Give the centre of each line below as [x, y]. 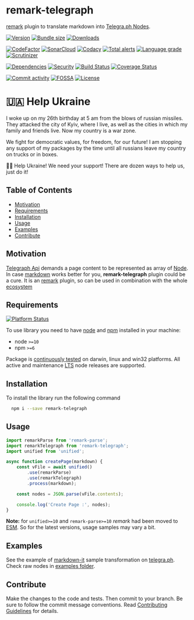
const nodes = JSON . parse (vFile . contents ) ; [70, 494]
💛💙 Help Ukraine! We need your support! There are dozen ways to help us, [96, 166]
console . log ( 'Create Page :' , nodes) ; [64, 504]
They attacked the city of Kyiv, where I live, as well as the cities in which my [97, 124]
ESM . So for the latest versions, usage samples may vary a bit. [81, 528]
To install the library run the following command [63, 398]
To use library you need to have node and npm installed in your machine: [93, 330]
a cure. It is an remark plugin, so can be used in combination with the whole [97, 280]
